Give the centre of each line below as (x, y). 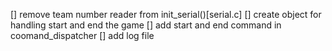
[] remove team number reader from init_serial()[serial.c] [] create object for (166, 14)
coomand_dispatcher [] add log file (82, 35)
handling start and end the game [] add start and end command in (146, 25)
